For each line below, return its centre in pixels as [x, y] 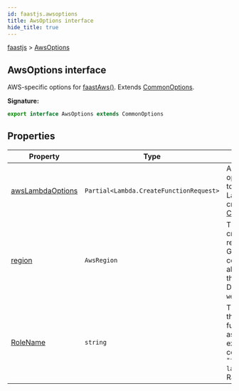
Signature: [23, 101]
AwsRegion [101, 260]
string [95, 342]
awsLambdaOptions [44, 191]
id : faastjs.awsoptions [43, 14]
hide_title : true [33, 27]
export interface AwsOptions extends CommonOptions [85, 114]
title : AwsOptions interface [51, 21]
